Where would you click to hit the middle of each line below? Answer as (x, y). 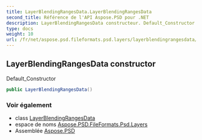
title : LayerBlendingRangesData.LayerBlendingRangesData (79, 12)
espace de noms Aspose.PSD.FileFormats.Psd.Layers (81, 124)
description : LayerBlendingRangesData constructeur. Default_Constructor (101, 23)
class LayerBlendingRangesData (55, 118)
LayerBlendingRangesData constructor (81, 64)
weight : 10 (20, 34)
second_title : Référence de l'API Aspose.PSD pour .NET (78, 17)
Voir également (29, 105)
